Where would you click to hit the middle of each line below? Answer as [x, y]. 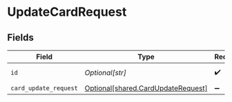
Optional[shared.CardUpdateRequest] [146, 88]
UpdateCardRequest [67, 12]
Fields [21, 38]
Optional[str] [105, 73]
